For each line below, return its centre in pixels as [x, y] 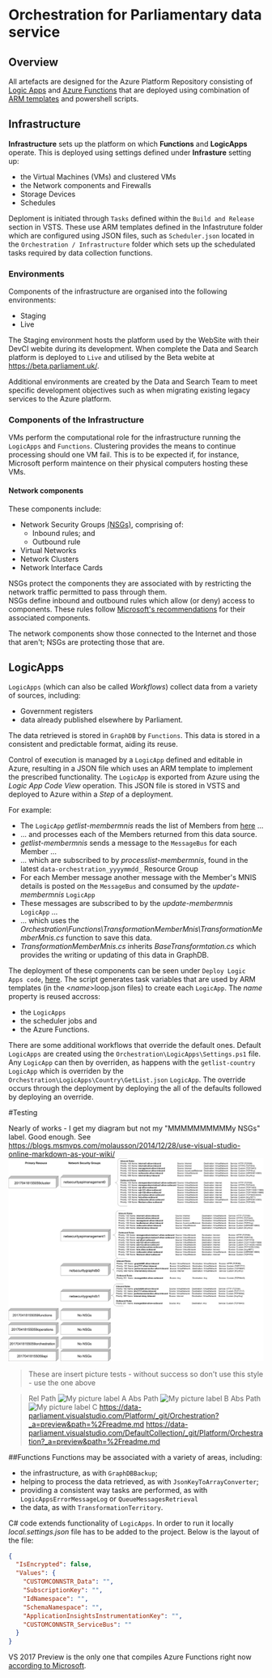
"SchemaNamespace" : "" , [63, 1607]
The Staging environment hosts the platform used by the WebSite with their [134, 340]
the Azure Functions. [55, 1030]
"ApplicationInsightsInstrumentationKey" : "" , [103, 1616]
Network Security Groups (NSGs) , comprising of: [102, 524]
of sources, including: [45, 696]
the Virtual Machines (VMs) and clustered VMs [98, 177]
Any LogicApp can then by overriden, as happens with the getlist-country [132, 1062]
